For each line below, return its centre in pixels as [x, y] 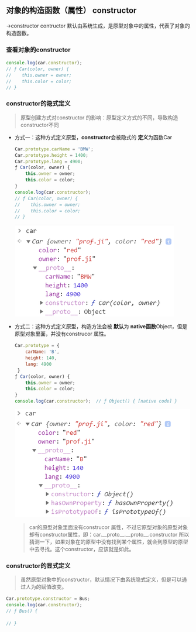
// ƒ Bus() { [22, 611]
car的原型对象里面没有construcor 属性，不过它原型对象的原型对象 [109, 527]
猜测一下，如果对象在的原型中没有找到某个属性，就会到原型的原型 [109, 542]
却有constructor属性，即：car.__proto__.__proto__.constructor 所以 [109, 535]
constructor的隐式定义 [38, 104]
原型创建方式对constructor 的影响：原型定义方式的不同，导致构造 [99, 117]
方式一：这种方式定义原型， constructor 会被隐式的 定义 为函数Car [93, 137]
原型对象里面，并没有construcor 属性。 [62, 334]
